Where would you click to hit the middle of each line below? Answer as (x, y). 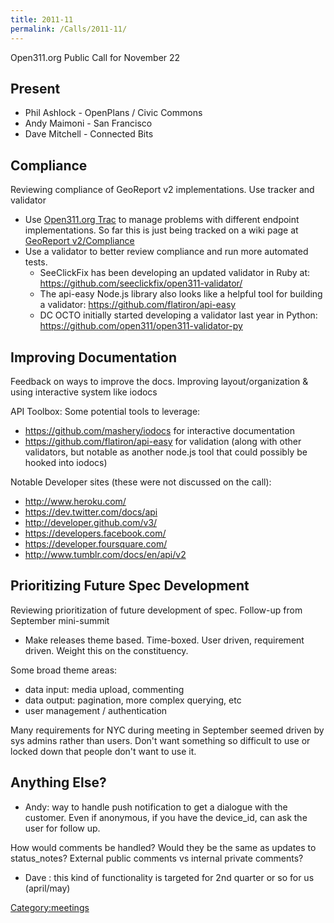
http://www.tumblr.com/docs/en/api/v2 (105, 554)
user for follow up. (62, 828)
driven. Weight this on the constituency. (106, 650)
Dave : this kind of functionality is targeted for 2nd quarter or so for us (169, 877)
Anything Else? (58, 782)
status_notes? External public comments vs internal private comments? (157, 858)
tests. (36, 262)
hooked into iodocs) (66, 462)
